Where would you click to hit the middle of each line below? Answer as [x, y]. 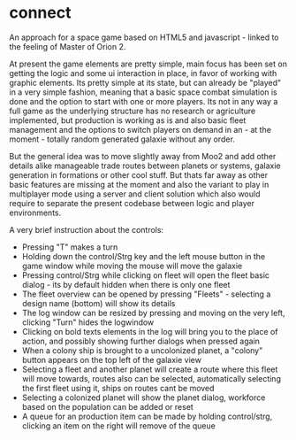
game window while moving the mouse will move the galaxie [132, 266]
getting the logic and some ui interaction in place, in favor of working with [143, 73]
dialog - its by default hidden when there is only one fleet [126, 284]
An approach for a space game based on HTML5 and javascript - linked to [144, 37]
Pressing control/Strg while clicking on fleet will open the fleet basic [146, 275]
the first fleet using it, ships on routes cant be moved [118, 388]
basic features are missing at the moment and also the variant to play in [139, 184]
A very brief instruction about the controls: [87, 229]
